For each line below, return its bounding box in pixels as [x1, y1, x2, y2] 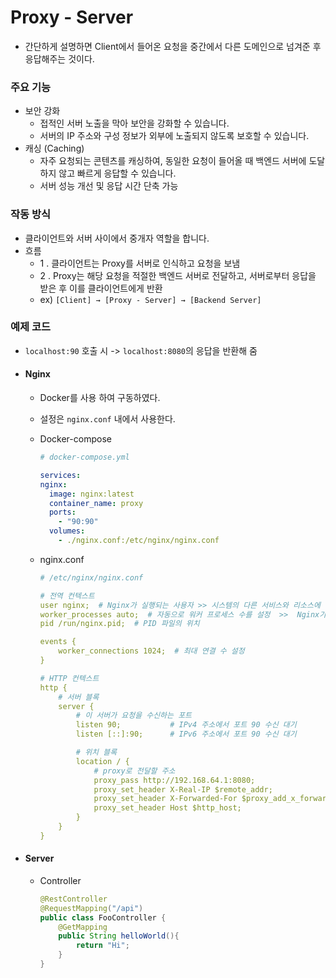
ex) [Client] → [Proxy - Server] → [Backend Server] [39, 293, 262, 305]
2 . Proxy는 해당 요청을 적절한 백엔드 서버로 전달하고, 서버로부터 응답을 [39, 269, 317, 281]
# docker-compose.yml [39, 452, 130, 463]
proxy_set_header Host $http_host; [93, 803, 242, 813]
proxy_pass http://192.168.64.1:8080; [93, 775, 256, 785]
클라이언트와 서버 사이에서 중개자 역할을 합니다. [24, 232, 210, 244]
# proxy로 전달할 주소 [93, 766, 176, 776]
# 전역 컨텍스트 [39, 591, 95, 601]
